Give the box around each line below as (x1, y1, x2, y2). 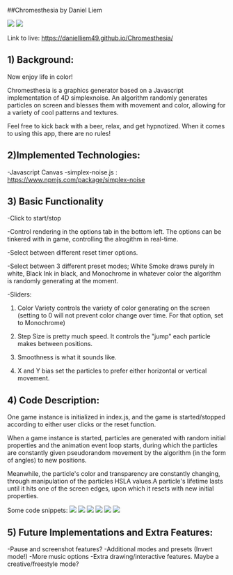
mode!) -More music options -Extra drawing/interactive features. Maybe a (7, 553, 219, 561)
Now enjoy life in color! (7, 73, 73, 81)
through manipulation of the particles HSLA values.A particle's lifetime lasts (7, 477, 224, 486)
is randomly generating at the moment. (7, 277, 119, 285)
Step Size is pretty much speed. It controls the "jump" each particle (17, 332, 211, 341)
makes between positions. (17, 340, 93, 348)
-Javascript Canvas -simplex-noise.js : (7, 167, 118, 177)
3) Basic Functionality (7, 195, 104, 208)
